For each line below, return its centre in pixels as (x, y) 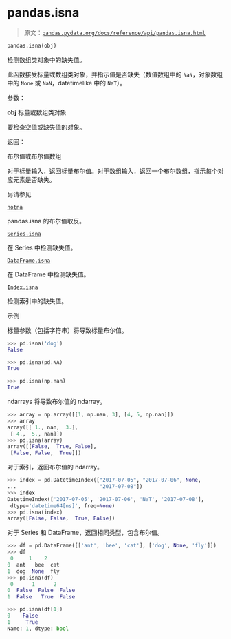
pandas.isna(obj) (32, 45)
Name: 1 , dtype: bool (38, 629)
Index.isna (23, 287)
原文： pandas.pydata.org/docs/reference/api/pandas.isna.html (115, 32)
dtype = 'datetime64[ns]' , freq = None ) (63, 506)
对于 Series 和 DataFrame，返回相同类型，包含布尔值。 (85, 533)
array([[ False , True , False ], (52, 447)
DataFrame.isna (29, 261)
